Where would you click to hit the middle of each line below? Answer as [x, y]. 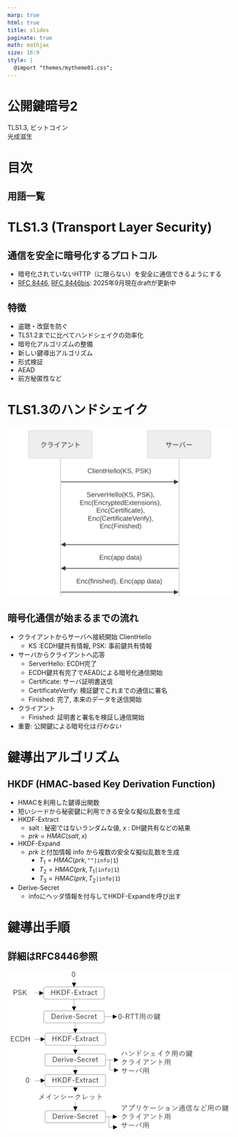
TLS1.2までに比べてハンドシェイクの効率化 [81, 335]
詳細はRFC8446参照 [53, 956]
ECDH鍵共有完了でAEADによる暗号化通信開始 [95, 672]
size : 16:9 [24, 53]
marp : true [24, 15]
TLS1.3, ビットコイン [38, 127]
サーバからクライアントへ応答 [61, 654]
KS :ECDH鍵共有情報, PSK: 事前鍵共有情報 [90, 646]
